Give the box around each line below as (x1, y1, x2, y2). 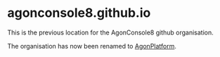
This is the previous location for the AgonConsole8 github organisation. (7, 28, 214, 37)
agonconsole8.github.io (7, 5, 151, 21)
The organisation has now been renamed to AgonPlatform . (7, 42, 177, 50)
